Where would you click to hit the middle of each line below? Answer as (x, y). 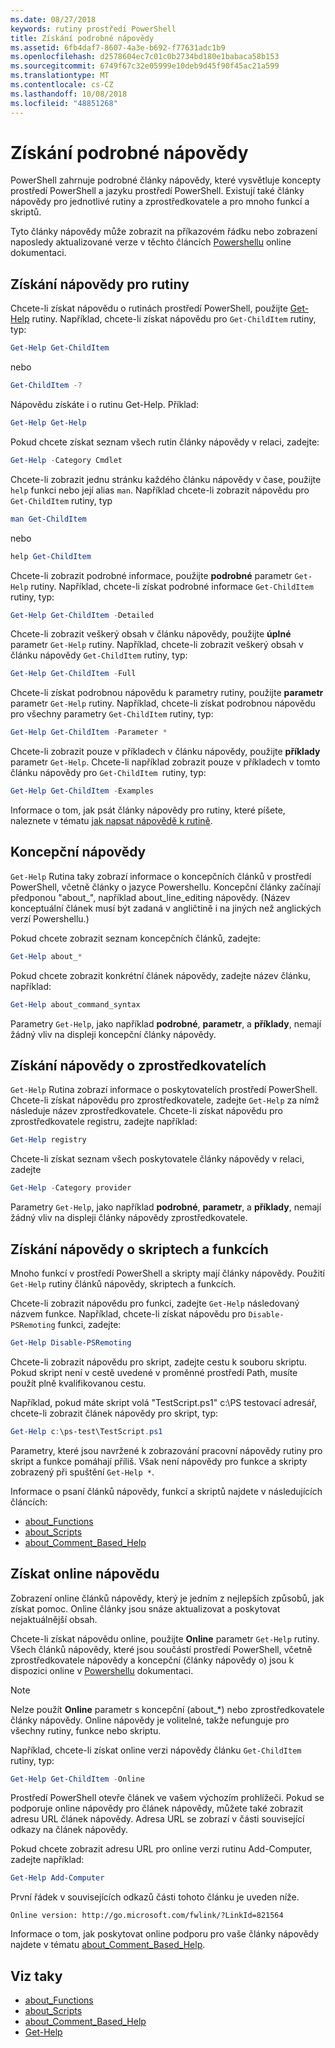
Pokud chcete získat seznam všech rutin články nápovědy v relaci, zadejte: (165, 442)
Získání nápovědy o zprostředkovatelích (138, 1065)
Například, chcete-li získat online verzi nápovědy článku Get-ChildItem (156, 1750)
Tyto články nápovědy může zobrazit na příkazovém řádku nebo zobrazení (164, 232)
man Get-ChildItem (48, 519)
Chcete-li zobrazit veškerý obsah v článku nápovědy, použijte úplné (151, 634)
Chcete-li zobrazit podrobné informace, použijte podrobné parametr (151, 575)
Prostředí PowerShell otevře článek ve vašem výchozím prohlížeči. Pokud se (167, 1798)
